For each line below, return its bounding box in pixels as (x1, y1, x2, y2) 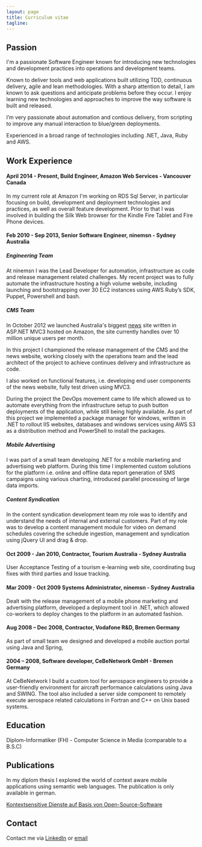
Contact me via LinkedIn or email (6, 834, 88, 842)
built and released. (6, 102, 52, 109)
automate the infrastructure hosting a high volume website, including (6, 280, 177, 287)
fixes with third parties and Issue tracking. (6, 570, 110, 578)
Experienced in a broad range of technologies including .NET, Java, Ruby (6, 132, 188, 139)
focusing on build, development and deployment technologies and (6, 198, 171, 206)
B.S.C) (6, 743, 22, 750)
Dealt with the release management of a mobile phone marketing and (6, 597, 178, 605)
